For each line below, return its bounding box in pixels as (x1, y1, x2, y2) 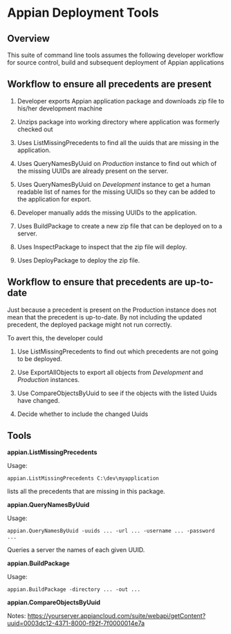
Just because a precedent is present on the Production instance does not (7, 306, 216, 314)
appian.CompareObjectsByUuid (7, 599, 101, 607)
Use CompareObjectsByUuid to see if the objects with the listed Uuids (17, 389, 217, 397)
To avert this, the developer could (7, 333, 103, 342)
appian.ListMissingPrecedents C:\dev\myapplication (7, 475, 159, 482)
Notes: (7, 612, 26, 620)
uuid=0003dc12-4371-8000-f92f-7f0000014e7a (7, 619, 145, 628)
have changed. (17, 396, 60, 404)
